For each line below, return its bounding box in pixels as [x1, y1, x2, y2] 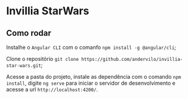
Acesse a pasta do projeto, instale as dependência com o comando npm [6, 73, 181, 80]
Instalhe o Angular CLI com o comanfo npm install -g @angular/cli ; [6, 44, 177, 51]
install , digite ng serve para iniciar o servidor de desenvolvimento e [6, 79, 176, 86]
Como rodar [6, 28, 52, 38]
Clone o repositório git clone [6, 55, 79, 62]
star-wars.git [6, 63, 42, 69]
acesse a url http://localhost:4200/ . [6, 86, 98, 93]
